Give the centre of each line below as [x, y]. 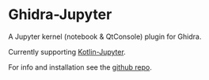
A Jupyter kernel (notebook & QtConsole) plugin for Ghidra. [105, 36]
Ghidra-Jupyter [60, 15]
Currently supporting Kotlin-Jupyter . [67, 51]
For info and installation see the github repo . [80, 67]
